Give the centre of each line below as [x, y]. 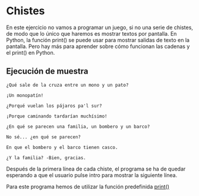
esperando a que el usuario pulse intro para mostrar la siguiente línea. [92, 175]
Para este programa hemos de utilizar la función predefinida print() [88, 186]
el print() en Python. [31, 52]
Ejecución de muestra [47, 72]
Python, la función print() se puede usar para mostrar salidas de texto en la [98, 40]
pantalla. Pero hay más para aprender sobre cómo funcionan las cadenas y [98, 46]
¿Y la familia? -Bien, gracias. [46, 158]
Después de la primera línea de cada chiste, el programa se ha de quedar [96, 169]
